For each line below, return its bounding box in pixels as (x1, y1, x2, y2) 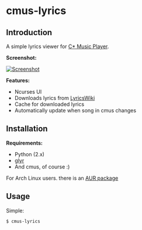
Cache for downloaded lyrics (14, 101, 85, 108)
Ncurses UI (14, 88, 42, 95)
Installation (6, 124, 48, 134)
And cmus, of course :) (14, 163, 70, 170)
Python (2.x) (14, 150, 45, 157)
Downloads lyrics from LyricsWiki (14, 95, 95, 101)
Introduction (6, 28, 53, 37)
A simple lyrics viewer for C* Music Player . (6, 43, 109, 50)
